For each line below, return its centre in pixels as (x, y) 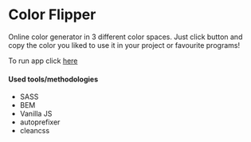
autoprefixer (40, 122)
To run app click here (43, 61)
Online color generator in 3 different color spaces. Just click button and (125, 37)
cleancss (35, 131)
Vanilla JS (36, 114)
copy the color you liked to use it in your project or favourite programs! (124, 45)
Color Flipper (52, 15)
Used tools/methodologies (53, 79)
